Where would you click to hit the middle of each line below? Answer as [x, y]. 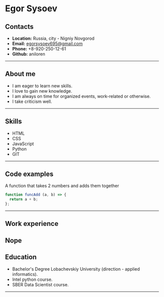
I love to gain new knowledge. [42, 91]
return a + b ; [24, 199]
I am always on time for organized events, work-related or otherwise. [81, 96]
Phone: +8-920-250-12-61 [39, 49]
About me [20, 74]
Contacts [20, 27]
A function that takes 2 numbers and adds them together [62, 186]
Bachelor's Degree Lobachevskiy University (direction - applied [76, 269]
